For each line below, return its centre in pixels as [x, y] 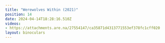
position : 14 [19, 14]
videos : [13, 23]
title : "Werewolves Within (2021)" [42, 10]
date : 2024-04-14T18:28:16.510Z [38, 19]
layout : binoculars [25, 33]
